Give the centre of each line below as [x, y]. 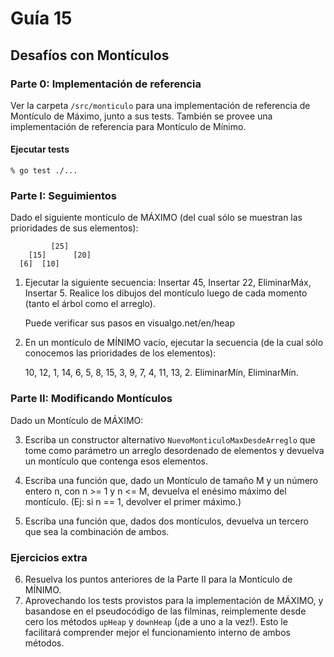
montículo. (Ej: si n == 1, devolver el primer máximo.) [133, 501]
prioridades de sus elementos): [74, 228]
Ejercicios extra [49, 557]
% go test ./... [44, 171]
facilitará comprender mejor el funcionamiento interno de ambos [157, 632]
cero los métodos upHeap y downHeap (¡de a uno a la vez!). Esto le [156, 621]
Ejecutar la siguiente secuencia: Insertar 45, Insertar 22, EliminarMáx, [168, 283]
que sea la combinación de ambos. [97, 531]
